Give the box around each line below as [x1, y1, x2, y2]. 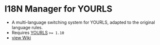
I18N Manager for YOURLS [4, 3, 113, 15]
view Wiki [11, 35, 31, 41]
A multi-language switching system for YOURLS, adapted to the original [11, 19, 155, 25]
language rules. [11, 24, 43, 30]
